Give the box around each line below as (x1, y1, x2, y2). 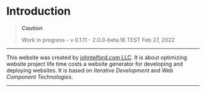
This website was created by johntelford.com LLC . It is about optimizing (6, 54, 188, 61)
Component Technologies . (6, 73, 74, 80)
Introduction (6, 4, 71, 18)
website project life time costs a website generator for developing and (6, 60, 183, 68)
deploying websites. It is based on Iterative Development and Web (6, 66, 174, 74)
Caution (21, 24, 43, 32)
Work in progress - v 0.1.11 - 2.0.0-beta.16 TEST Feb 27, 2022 (21, 36, 175, 43)
